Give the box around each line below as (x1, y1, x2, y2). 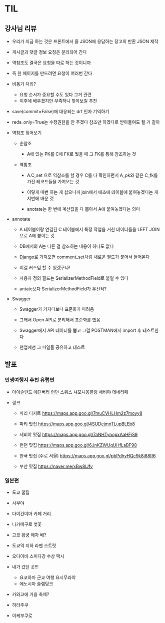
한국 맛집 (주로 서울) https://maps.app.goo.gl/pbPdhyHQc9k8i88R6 (19, 452, 156, 458)
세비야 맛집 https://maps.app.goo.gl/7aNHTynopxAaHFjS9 (19, 431, 138, 437)
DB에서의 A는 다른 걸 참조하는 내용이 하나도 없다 (19, 243, 114, 249)
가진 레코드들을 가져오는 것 (26, 179, 79, 184)
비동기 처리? (11, 81, 36, 87)
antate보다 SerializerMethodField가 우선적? (19, 286, 107, 292)
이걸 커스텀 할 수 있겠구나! (19, 265, 70, 270)
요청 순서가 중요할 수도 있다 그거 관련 (19, 92, 92, 98)
